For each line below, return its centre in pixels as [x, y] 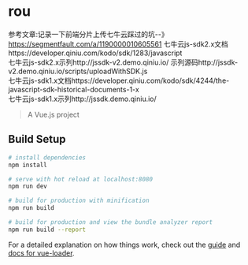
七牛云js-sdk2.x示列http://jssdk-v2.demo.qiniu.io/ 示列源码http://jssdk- [123, 62]
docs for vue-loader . [41, 253]
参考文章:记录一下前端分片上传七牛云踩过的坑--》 [88, 34]
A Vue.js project [54, 114]
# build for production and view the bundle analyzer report [111, 222]
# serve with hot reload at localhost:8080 [81, 179]
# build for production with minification [79, 201]
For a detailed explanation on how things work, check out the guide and [124, 244]
